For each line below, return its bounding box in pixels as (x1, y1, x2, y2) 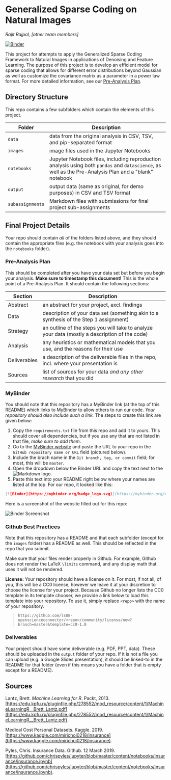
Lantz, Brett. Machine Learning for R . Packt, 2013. (5, 695, 110, 702)
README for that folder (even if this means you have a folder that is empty (5, 661, 161, 668)
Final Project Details (5, 221, 70, 230)
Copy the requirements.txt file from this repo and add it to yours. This (12, 427, 160, 434)
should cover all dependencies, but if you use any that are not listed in (12, 433, 160, 439)
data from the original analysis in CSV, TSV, (49, 132, 154, 140)
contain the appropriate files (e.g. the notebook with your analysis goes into (5, 240, 164, 246)
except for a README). (5, 667, 53, 673)
